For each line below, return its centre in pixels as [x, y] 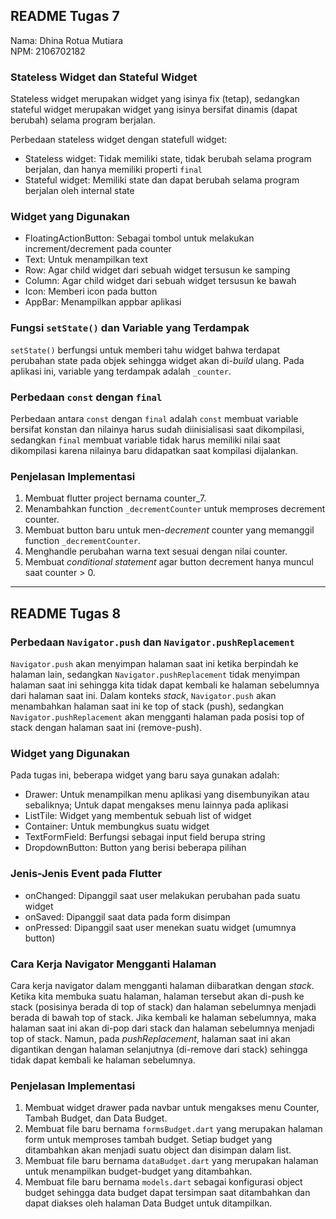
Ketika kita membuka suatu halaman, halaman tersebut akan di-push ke [157, 996]
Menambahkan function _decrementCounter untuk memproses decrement [175, 509]
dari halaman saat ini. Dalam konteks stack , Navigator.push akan [143, 695]
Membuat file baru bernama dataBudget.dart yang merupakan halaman [171, 1161]
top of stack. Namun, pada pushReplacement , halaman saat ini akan [150, 1038]
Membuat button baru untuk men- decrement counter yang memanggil [169, 530]
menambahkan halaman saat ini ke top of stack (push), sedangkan [147, 706]
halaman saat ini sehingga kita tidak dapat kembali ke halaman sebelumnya [165, 685]
